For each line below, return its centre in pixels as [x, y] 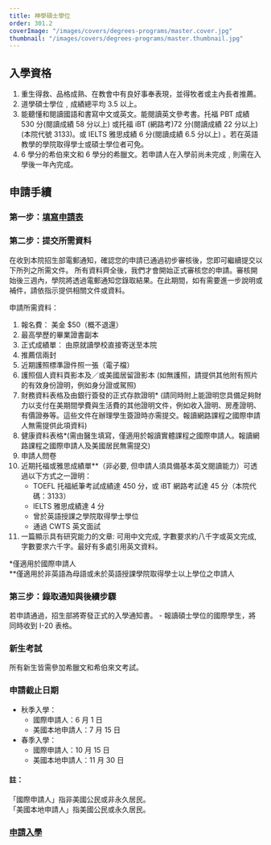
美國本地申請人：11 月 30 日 [78, 760]
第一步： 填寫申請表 [46, 217]
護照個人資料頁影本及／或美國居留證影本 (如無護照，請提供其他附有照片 [139, 375]
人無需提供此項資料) [54, 425]
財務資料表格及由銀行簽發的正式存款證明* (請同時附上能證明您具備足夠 [138, 395]
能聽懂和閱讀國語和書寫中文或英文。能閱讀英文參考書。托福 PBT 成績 [135, 114]
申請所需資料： [34, 307]
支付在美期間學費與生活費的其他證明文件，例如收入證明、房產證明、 [148, 405]
